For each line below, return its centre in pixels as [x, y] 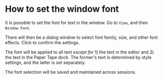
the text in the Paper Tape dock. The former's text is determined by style [78, 57]
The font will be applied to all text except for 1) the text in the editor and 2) [80, 52]
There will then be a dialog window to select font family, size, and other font [81, 37]
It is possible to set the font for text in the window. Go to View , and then [77, 23]
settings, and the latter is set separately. [45, 62]
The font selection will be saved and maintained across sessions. [70, 72]
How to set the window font [62, 9]
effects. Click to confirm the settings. [42, 42]
